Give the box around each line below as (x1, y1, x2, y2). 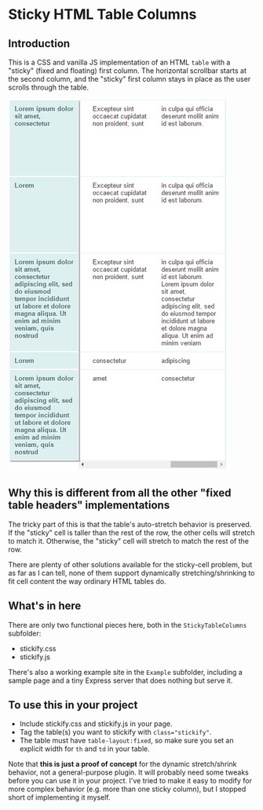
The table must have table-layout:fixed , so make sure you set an (19, 736, 234, 746)
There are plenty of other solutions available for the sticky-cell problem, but (8, 559, 253, 569)
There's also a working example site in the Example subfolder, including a (8, 667, 243, 676)
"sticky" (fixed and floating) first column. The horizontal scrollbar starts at (8, 66, 247, 75)
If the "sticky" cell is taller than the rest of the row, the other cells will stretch (8, 528, 255, 537)
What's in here (8, 599, 82, 613)
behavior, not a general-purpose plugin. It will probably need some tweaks (8, 768, 250, 777)
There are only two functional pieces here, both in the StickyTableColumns (8, 620, 247, 629)
